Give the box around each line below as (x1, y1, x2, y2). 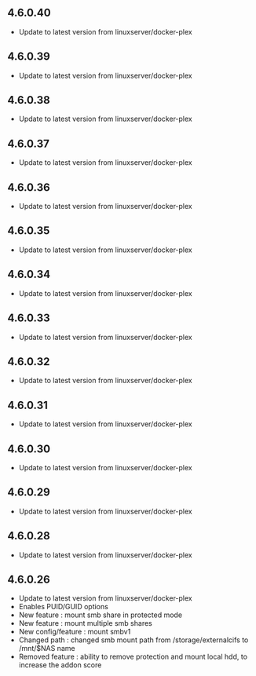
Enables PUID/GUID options (18, 602, 109, 612)
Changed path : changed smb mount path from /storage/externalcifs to (18, 635, 249, 645)
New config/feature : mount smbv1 (18, 627, 131, 637)
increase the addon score (18, 660, 102, 670)
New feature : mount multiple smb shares (18, 619, 152, 628)
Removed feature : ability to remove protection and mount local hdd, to (18, 652, 248, 662)
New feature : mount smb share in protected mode (18, 610, 182, 619)
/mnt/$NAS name (18, 644, 75, 653)
